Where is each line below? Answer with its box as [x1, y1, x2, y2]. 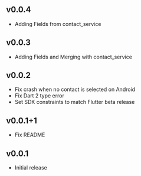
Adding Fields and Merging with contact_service [14, 53, 133, 60]
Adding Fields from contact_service [14, 20, 101, 27]
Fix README [14, 131, 45, 138]
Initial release [14, 164, 47, 171]
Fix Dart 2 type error [14, 92, 65, 99]
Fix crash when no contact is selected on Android [14, 86, 136, 93]
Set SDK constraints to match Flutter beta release [14, 99, 135, 106]
